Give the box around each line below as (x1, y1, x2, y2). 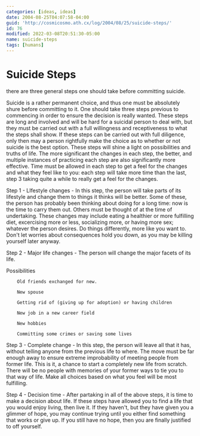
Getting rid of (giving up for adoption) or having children (17, 299, 172, 305)
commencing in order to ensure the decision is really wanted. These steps (6, 112, 189, 119)
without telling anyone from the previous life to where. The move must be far (6, 348, 195, 355)
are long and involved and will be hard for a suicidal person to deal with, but (6, 118, 193, 125)
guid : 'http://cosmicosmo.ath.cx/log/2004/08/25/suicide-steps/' (6, 20, 172, 26)
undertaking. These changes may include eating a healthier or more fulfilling (6, 212, 194, 219)
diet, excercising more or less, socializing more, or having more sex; (6, 219, 174, 226)
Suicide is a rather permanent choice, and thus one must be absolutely (6, 99, 180, 106)
